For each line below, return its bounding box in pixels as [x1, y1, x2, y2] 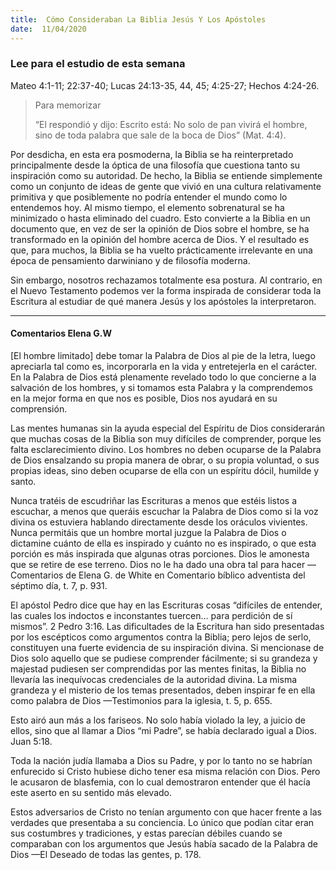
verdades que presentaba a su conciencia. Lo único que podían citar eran [10, 817, 315, 828]
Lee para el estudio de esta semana [10, 57, 186, 71]
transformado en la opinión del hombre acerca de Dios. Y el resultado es [10, 233, 310, 245]
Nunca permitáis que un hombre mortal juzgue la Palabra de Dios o [10, 527, 287, 538]
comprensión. [10, 403, 68, 415]
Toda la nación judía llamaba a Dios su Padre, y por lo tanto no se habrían [10, 755, 313, 766]
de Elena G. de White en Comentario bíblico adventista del [65, 569, 306, 581]
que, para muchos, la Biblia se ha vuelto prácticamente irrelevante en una [10, 244, 313, 256]
